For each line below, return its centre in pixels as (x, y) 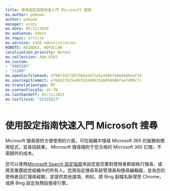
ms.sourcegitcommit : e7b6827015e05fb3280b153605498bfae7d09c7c (74, 80)
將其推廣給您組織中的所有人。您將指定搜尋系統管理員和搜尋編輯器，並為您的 (85, 170)
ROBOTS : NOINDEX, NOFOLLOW (34, 47)
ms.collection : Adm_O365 (31, 57)
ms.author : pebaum (25, 15)
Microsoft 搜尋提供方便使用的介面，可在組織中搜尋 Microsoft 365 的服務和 (83, 141)
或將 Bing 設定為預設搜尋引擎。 (38, 183)
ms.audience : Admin (26, 33)
